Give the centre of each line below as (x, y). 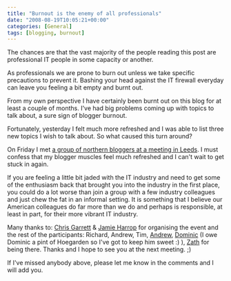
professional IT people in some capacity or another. (80, 60)
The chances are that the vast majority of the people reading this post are (112, 52)
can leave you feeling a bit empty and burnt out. (75, 87)
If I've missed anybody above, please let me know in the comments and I (110, 263)
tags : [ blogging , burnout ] (46, 33)
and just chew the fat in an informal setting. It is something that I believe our (115, 200)
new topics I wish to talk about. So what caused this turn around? (100, 136)
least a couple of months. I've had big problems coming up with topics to (111, 108)
